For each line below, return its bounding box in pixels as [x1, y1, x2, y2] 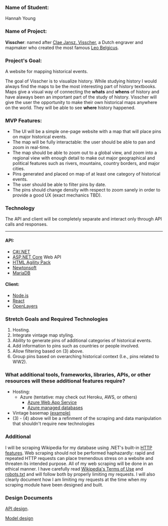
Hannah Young [5, 15, 36, 21]
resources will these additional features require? [5, 377, 125, 384]
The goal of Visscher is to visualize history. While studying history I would [5, 78, 157, 84]
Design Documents [5, 494, 53, 501]
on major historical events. [12, 134, 67, 140]
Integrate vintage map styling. [12, 332, 74, 338]
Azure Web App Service [27, 399, 77, 405]
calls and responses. [5, 221, 48, 227]
